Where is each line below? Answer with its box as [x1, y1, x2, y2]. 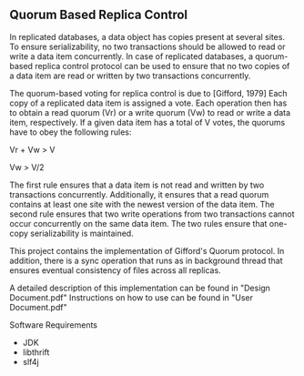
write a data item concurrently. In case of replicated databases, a [9, 50, 253, 62]
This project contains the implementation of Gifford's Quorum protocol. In [9, 245, 285, 256]
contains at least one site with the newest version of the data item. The [9, 198, 275, 209]
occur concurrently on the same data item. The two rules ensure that [9, 218, 268, 229]
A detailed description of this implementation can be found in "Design [9, 282, 271, 293]
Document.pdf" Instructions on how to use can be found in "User [9, 291, 253, 303]
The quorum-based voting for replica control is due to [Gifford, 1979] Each [9, 87, 289, 98]
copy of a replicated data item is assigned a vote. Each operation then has [9, 97, 288, 108]
